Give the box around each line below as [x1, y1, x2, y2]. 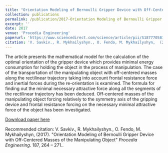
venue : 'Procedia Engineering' [5, 30, 70, 35]
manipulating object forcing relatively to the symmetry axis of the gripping [5, 96, 157, 102]
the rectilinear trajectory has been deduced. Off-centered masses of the [5, 90, 154, 96]
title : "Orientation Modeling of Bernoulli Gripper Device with [5, 7, 142, 12]
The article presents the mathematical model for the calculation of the [5, 53, 149, 59]
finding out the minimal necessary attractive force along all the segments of [5, 85, 161, 91]
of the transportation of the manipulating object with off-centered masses [5, 69, 157, 75]
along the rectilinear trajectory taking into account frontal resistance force [5, 74, 157, 80]
